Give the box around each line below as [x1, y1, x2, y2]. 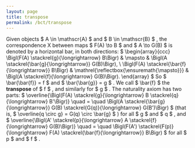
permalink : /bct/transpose [6, 19, 72, 25]
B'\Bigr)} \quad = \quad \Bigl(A [49, 98, 124, 105]
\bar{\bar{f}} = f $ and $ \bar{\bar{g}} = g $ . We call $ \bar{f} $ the [6, 79, 170, 86]
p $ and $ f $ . [6, 136, 41, 143]
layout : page [6, 8, 38, 15]
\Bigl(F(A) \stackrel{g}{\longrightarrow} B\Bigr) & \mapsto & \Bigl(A [6, 54, 168, 62]
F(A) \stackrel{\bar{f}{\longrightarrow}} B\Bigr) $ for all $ [49, 129, 187, 136]
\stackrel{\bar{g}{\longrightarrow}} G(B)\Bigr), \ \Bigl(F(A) [6, 60, 146, 68]
